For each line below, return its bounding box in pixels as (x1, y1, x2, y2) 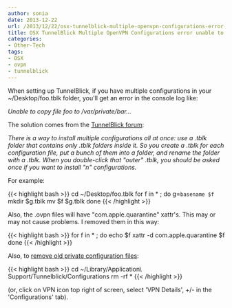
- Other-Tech (8, 42, 45, 49)
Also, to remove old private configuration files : (8, 252, 140, 260)
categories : (8, 36, 42, 43)
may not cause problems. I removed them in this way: (8, 217, 160, 225)
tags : (8, 49, 23, 56)
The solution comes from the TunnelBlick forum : (8, 120, 145, 129)
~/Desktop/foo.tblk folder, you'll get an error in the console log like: (8, 93, 198, 102)
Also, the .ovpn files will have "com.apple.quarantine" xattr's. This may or (8, 210, 216, 219)
